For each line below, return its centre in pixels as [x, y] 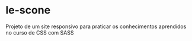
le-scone [28, 10]
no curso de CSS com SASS [40, 32]
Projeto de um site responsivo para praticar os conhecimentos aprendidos [96, 26]
